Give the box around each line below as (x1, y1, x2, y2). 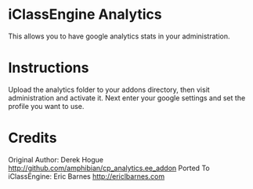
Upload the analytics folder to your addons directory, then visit (8, 85, 210, 94)
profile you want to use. (8, 101, 85, 111)
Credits (8, 129, 57, 147)
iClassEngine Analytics (8, 5, 162, 24)
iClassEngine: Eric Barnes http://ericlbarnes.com (8, 171, 165, 181)
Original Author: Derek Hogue (8, 154, 104, 164)
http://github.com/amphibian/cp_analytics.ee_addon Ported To (8, 163, 210, 173)
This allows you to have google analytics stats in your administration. (8, 31, 230, 41)
